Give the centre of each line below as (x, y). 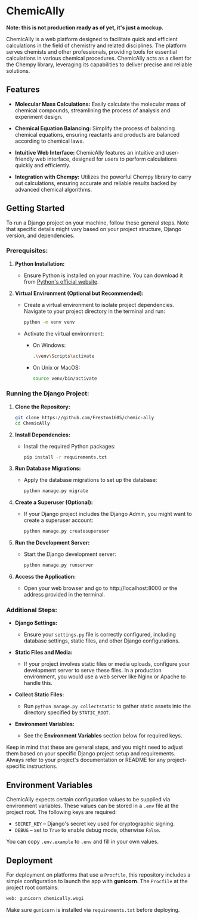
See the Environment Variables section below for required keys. (103, 736)
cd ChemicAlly (32, 423)
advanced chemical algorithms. (53, 189)
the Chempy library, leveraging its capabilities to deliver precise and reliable (99, 64)
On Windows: (49, 345)
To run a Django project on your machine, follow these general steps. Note (98, 223)
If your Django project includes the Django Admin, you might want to (108, 514)
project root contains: (33, 887)
